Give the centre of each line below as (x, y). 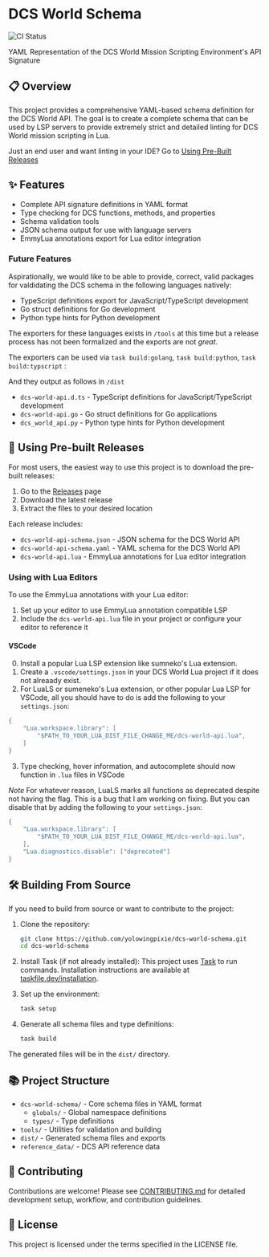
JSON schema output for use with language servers (106, 230)
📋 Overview (40, 86)
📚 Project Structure (59, 1080)
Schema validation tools (59, 221)
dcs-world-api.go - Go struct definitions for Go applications (118, 413)
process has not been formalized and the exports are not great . (113, 341)
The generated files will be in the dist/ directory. (89, 1054)
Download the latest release (66, 499)
